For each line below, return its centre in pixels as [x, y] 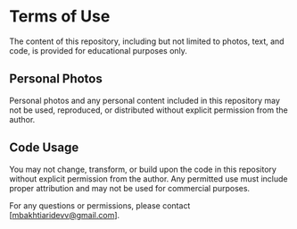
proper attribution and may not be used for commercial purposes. [130, 188]
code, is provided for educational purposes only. [98, 50]
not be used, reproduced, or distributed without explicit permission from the [148, 110]
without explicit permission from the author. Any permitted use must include [148, 178]
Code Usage [44, 148]
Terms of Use [60, 17]
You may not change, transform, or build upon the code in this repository [143, 169]
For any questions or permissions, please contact [100, 205]
